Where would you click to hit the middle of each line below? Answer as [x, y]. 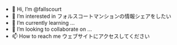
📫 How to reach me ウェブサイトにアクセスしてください [81, 36]
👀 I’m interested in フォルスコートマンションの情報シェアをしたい [91, 16]
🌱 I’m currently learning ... [43, 23]
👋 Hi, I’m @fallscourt [37, 9]
